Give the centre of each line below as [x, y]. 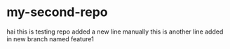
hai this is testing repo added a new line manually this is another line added [115, 31]
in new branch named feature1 [50, 38]
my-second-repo [57, 12]
